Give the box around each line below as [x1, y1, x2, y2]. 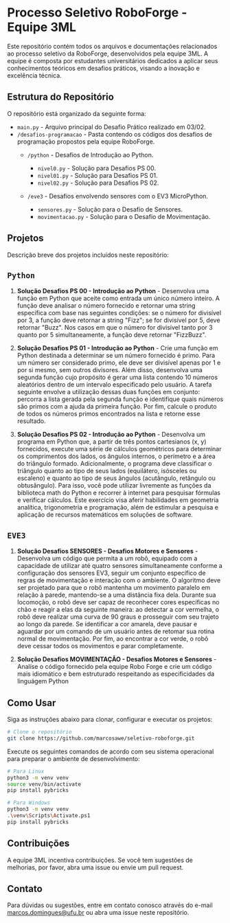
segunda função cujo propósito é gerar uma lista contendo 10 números [16, 373, 218, 382]
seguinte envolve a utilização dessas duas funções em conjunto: [16, 388, 200, 396]
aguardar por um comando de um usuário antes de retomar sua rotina [16, 627, 215, 636]
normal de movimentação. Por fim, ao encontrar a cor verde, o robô [16, 635, 209, 643]
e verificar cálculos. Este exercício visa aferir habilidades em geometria [16, 496, 219, 504]
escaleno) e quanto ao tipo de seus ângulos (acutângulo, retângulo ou [16, 474, 216, 482]
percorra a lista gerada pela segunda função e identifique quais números [16, 395, 224, 403]
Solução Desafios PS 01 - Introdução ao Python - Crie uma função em [16, 344, 218, 352]
